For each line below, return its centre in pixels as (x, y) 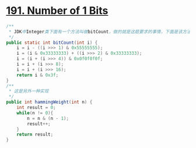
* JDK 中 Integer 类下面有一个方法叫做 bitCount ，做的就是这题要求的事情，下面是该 (95, 31)
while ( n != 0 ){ (35, 113)
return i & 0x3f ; (38, 75)
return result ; (35, 135)
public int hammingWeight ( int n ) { (49, 102)
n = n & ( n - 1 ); (48, 118)
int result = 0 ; (36, 108)
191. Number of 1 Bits (57, 11)
